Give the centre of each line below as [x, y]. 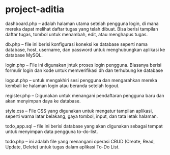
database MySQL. [24, 55]
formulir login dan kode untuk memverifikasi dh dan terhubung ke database [84, 70]
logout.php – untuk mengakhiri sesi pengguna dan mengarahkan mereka [81, 80]
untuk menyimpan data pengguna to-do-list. [52, 132]
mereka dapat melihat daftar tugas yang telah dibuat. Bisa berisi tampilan [82, 29]
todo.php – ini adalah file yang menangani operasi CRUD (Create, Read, [80, 141]
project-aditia [35, 9]
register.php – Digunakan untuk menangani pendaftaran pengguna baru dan [85, 95]
